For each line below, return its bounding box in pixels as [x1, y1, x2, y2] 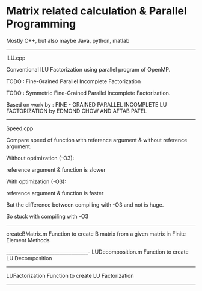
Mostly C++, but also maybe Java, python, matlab [6, 37, 130, 44]
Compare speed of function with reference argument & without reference [6, 136, 188, 143]
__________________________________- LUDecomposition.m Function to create [6, 248, 189, 255]
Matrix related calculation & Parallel [6, 4, 188, 18]
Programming [6, 17, 76, 31]
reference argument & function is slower [6, 166, 106, 173]
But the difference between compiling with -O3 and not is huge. [6, 201, 164, 208]
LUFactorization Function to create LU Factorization [6, 272, 134, 279]
